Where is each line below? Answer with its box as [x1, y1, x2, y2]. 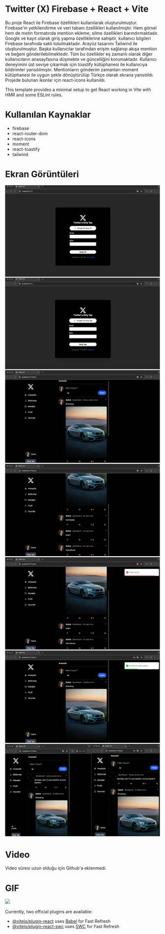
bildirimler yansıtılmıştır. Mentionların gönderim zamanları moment [5, 66, 138, 72]
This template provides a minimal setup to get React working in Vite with [5, 86, 151, 92]
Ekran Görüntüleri [5, 169, 80, 180]
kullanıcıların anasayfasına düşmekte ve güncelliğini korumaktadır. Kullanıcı [5, 56, 157, 62]
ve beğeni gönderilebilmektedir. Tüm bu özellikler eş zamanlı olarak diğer [5, 51, 153, 57]
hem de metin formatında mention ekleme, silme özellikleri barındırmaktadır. [5, 30, 159, 36]
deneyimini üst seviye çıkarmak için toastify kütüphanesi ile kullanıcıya [5, 61, 148, 67]
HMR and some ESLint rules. [5, 92, 63, 98]
